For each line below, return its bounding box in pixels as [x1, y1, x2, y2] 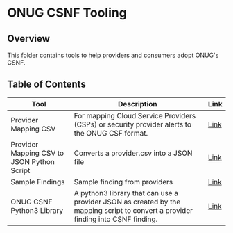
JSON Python [10, 156, 55, 166]
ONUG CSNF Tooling [7, 5, 127, 21]
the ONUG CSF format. [74, 128, 148, 138]
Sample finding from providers [74, 177, 173, 186]
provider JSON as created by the [74, 197, 181, 207]
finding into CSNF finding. [74, 214, 158, 224]
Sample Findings [10, 177, 65, 186]
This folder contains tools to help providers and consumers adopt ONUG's [7, 51, 219, 59]
